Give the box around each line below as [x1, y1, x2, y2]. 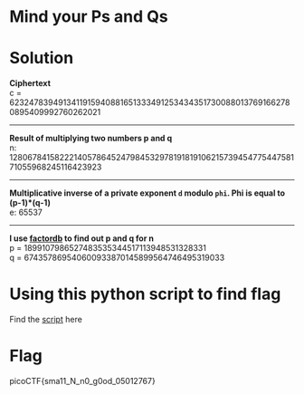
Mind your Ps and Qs [9, 6, 169, 27]
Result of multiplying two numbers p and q [9, 133, 173, 144]
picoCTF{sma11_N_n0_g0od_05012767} [9, 376, 156, 386]
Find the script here [9, 314, 83, 325]
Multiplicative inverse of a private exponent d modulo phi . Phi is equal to [9, 188, 286, 198]
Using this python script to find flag [9, 284, 281, 304]
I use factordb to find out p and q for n [9, 233, 154, 244]
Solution [9, 48, 74, 69]
